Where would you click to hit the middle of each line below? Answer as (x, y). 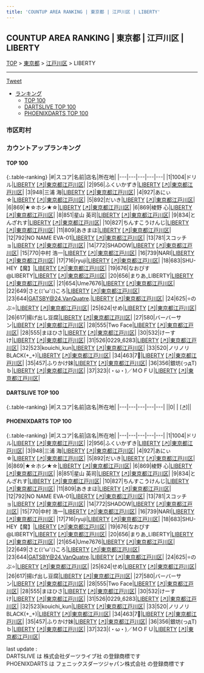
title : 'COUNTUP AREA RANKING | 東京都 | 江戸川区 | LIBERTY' (83, 12)
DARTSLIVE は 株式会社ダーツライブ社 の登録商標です (73, 656)
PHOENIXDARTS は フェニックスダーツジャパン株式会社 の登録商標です (96, 663)
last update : (22, 649)
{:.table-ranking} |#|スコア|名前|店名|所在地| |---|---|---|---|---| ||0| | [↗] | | (99, 407)
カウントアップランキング (43, 148)
